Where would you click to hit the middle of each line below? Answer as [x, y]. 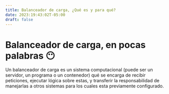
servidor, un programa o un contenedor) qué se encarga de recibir [76, 75]
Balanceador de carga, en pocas [76, 45]
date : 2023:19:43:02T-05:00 [35, 15]
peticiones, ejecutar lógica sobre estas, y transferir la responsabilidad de [82, 81]
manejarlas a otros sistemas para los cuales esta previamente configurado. [85, 86]
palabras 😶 [30, 55]
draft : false [19, 19]
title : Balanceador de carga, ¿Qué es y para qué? [61, 10]
